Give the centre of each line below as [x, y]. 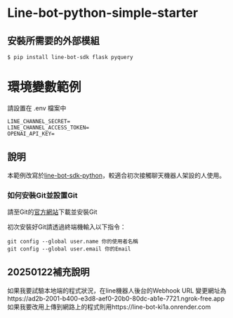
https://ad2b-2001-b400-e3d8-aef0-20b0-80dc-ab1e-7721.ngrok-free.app [116, 298]
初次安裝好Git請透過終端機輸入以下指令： [67, 227]
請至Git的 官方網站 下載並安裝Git [52, 212]
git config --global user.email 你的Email [69, 249]
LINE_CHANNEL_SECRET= [39, 121]
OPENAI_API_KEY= [31, 134]
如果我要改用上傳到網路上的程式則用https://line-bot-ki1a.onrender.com [109, 307]
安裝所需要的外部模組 [53, 40]
